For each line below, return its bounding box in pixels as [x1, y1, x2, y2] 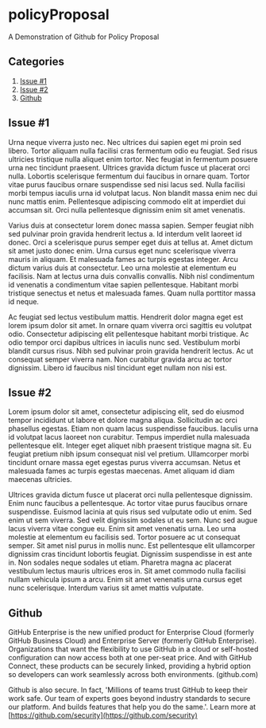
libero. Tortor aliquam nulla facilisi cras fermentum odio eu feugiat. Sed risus [8, 146, 258, 155]
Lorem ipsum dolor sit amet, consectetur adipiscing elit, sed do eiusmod [8, 407, 245, 417]
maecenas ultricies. [8, 475, 73, 484]
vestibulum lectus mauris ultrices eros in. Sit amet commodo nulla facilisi [8, 566, 246, 576]
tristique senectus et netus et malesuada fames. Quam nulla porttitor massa [8, 288, 256, 298]
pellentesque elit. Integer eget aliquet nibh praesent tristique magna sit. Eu [8, 440, 252, 451]
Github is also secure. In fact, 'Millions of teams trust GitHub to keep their [8, 685, 248, 695]
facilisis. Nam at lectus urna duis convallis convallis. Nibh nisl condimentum [8, 271, 256, 280]
